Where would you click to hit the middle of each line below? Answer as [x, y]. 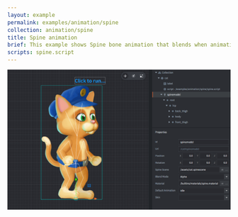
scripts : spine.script [41, 52]
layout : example [31, 15]
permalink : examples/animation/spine [63, 22]
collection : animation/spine [50, 30]
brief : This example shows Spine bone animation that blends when [107, 45]
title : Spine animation [42, 38]
